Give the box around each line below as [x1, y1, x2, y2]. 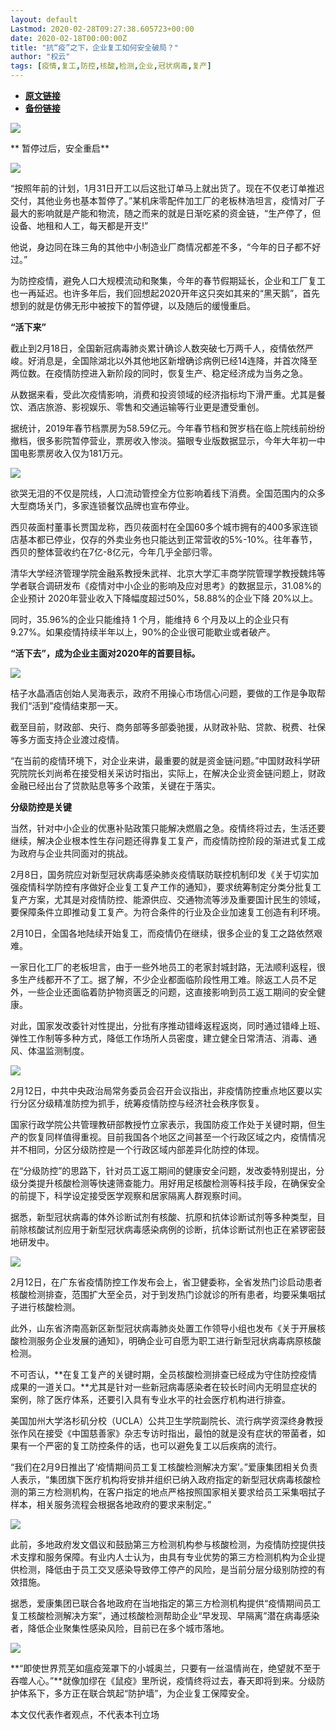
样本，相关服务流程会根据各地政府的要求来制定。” [10, 1499, 212, 1510]
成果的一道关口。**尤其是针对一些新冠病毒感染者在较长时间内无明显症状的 [10, 1381, 318, 1393]
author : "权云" [10, 52, 71, 62]
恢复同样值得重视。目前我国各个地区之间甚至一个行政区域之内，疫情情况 [27, 1131, 326, 1143]
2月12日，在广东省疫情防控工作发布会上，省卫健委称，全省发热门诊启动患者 [10, 1276, 323, 1288]
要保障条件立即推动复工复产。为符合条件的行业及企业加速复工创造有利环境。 [10, 906, 326, 918]
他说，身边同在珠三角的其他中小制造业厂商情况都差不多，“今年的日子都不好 [10, 241, 322, 253]
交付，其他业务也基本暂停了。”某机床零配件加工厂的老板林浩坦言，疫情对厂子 [10, 195, 326, 206]
